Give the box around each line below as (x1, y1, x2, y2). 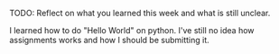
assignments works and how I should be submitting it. (9, 35, 209, 45)
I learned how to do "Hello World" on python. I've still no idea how (9, 25, 255, 35)
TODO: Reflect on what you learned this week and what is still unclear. (9, 8, 271, 18)
